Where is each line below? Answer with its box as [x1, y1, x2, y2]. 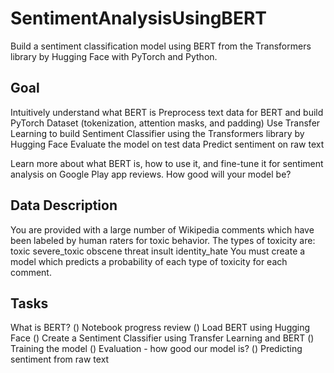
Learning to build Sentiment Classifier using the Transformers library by [10, 127, 305, 139]
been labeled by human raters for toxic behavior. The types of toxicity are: [10, 234, 316, 246]
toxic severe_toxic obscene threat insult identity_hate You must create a [10, 245, 306, 257]
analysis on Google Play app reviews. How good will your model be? [10, 168, 292, 180]
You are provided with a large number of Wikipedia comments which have [10, 223, 315, 236]
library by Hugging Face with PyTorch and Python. [10, 50, 218, 62]
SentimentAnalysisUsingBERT [10, 7, 267, 30]
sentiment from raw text [10, 353, 110, 366]
